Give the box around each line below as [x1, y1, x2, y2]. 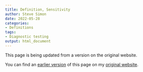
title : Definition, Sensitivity [5, 7, 70, 12]
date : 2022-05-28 [5, 16, 40, 21]
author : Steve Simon [5, 12, 47, 17]
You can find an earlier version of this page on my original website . [5, 61, 139, 67]
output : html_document [5, 39, 51, 44]
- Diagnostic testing [5, 35, 49, 39]
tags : [5, 30, 16, 35]
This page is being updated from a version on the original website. [5, 52, 137, 58]
